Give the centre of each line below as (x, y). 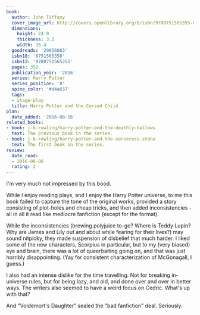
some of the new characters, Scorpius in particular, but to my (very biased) (98, 245)
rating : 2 (24, 167)
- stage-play (28, 100)
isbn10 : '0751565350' (38, 56)
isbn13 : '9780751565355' (42, 61)
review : (16, 150)
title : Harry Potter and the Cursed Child (65, 106)
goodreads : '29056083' (40, 51)
